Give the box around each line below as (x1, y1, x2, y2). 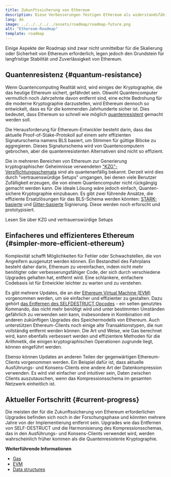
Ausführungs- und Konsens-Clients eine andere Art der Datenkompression (5, 364, 162, 371)
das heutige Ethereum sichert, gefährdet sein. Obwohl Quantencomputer (5, 90, 158, 96)
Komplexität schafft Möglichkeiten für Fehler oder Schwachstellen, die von (5, 252, 161, 259)
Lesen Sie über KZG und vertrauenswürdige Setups (5, 216, 113, 222)
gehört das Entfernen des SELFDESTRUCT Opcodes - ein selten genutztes (5, 300, 162, 306)
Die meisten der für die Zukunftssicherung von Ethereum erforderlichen (5, 409, 155, 415)
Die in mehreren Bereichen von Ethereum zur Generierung (5, 158, 127, 164)
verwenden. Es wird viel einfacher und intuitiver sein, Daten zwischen (5, 370, 151, 376)
